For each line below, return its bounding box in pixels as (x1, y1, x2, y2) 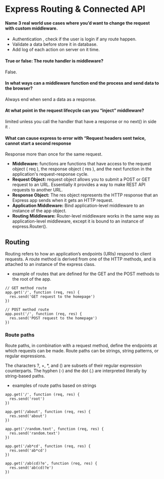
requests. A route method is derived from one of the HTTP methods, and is (5, 256, 156, 262)
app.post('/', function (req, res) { (5, 312, 82, 317)
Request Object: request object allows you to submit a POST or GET (12, 176, 151, 183)
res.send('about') (9, 414, 47, 419)
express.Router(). (12, 224, 47, 229)
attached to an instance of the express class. (5, 261, 96, 267)
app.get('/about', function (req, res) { (5, 410, 91, 415)
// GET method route (5, 286, 47, 291)
